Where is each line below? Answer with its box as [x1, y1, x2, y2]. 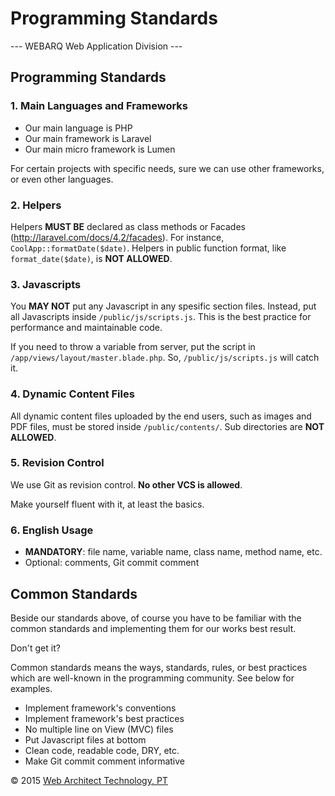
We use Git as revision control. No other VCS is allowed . [10, 478, 243, 491]
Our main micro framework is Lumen [24, 143, 176, 155]
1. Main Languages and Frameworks [10, 99, 189, 113]
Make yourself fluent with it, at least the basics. [10, 498, 205, 510]
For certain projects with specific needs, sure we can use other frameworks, [10, 162, 325, 174]
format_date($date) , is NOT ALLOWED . [10, 252, 173, 264]
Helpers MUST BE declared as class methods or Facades [10, 220, 246, 232]
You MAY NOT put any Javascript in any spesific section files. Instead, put [10, 300, 317, 312]
